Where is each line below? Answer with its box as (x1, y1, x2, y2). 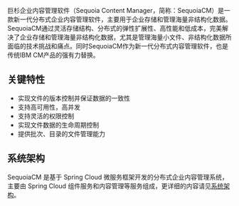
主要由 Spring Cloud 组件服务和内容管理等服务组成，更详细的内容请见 (7, 181, 211, 190)
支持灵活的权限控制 (17, 111, 75, 120)
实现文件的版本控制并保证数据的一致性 (17, 93, 130, 102)
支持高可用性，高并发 (17, 103, 80, 111)
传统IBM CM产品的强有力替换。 (7, 51, 100, 59)
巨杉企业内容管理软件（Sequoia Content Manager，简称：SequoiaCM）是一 (7, 6, 231, 14)
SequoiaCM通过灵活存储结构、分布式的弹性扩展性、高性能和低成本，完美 (7, 24, 223, 32)
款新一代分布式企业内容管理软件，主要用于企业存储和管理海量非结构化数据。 (7, 15, 232, 24)
